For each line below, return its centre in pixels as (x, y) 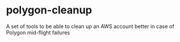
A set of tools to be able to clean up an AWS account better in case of (90, 26)
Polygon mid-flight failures (38, 32)
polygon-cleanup (49, 10)
